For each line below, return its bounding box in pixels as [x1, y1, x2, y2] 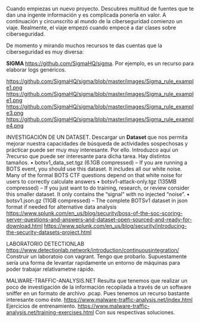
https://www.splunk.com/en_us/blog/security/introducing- [44, 222, 187, 229]
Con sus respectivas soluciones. [95, 309, 176, 315]
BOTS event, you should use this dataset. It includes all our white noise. [6, 165, 182, 172]
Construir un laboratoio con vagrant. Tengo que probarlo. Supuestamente [6, 253, 187, 260]
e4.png [6, 122, 24, 129]
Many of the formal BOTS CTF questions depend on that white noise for [6, 172, 183, 178]
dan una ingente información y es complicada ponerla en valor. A [6, 11, 167, 18]
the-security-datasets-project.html [6, 229, 92, 236]
